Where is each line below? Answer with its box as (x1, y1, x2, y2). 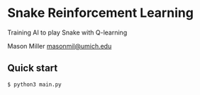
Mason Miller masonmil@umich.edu (7, 42, 112, 50)
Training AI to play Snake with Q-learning (7, 28, 128, 37)
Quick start (7, 62, 58, 75)
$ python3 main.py (7, 81, 62, 88)
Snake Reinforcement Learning (7, 5, 194, 21)
